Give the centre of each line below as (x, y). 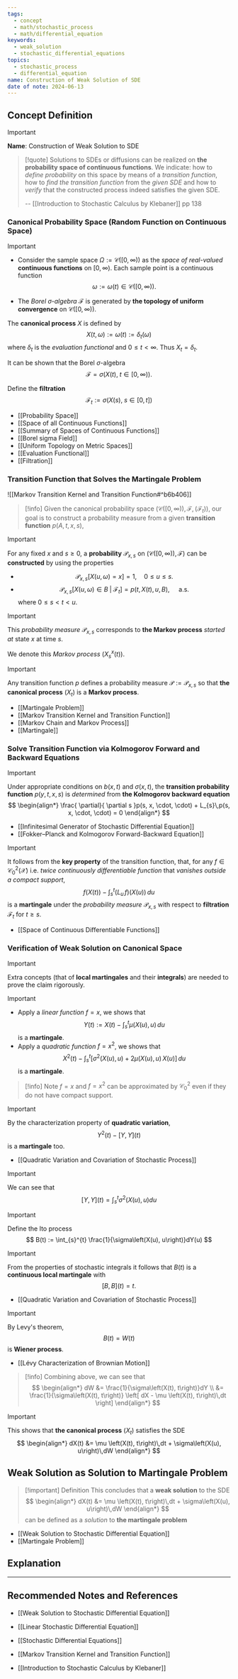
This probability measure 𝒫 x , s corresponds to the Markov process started (116, 631)
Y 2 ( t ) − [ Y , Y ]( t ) (119, 1134)
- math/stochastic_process (53, 27)
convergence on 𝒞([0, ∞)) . (57, 309)
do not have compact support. (69, 1095)
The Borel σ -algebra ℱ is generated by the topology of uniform (110, 301)
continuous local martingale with (57, 1275)
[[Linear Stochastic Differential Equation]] (78, 1627)
